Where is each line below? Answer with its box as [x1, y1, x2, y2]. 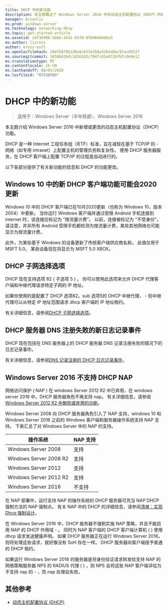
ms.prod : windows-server [5, 21, 57, 27]
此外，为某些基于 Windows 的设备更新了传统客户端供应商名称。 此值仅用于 [5, 239, 159, 246]
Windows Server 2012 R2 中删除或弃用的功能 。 [5, 400, 102, 406]
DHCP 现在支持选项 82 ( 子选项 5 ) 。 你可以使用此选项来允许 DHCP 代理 [5, 276, 154, 282]
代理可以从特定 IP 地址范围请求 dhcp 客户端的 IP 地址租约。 [5, 299, 127, 305]
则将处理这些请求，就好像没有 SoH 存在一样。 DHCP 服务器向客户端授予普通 [5, 539, 163, 545]
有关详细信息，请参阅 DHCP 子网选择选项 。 [5, 310, 93, 316]
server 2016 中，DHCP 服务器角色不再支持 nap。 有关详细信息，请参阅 [5, 394, 151, 400]
